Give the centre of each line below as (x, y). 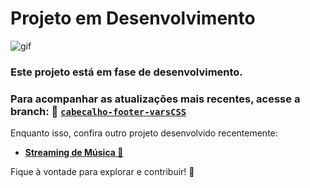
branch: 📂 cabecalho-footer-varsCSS (98, 111)
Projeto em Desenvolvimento (133, 18)
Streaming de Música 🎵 (74, 153)
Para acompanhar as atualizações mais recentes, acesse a (155, 99)
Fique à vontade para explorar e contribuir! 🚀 (102, 172)
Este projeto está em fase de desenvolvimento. (126, 72)
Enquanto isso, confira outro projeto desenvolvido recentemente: (144, 133)
